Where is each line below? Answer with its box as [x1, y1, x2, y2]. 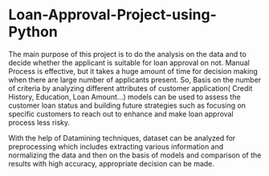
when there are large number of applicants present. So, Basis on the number [8, 75, 262, 84]
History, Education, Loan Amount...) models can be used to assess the [8, 92, 241, 101]
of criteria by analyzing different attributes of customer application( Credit [8, 83, 253, 93]
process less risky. [8, 117, 71, 127]
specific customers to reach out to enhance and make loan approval [8, 108, 234, 118]
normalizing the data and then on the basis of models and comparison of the [8, 150, 262, 160]
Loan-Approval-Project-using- [8, 6, 217, 24]
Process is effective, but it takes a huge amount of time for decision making [8, 66, 259, 76]
